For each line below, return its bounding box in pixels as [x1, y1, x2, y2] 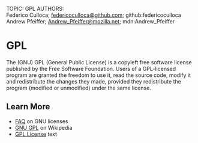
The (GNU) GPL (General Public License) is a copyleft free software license [6, 58, 192, 65]
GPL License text [14, 130, 58, 138]
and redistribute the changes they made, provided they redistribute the [6, 78, 181, 85]
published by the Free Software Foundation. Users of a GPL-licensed [6, 65, 176, 72]
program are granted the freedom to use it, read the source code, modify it [6, 71, 191, 79]
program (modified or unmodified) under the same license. [6, 84, 151, 91]
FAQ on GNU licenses [14, 117, 68, 125]
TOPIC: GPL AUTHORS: [6, 5, 64, 12]
